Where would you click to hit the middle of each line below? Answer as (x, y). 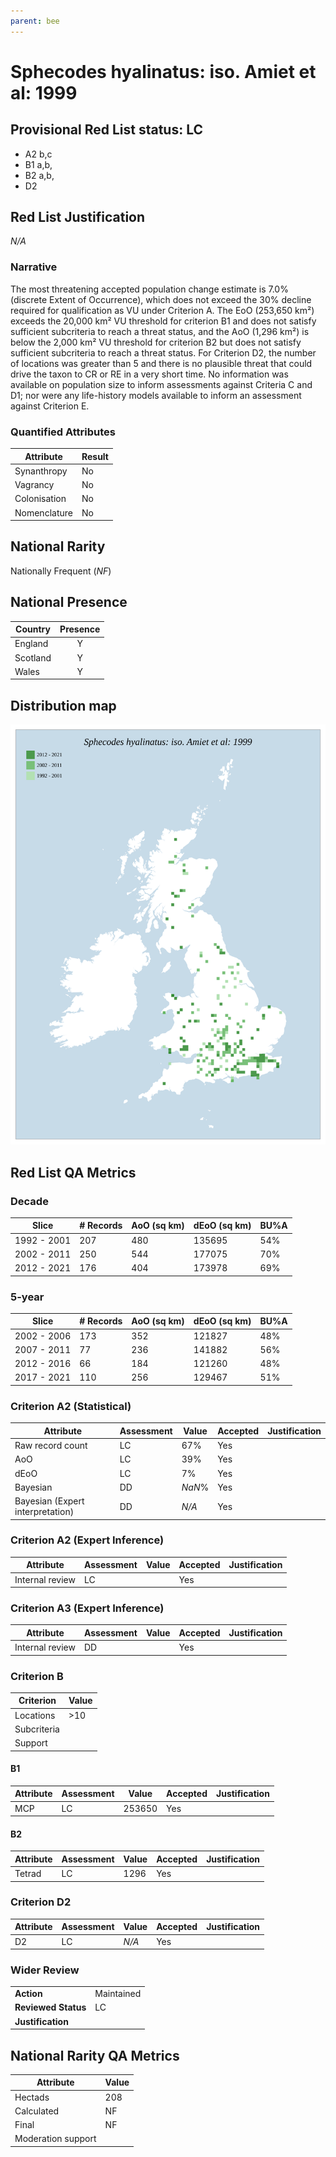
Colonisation (40, 499)
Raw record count (51, 1445)
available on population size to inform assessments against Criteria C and (161, 384)
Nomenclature (43, 512)
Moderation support (55, 2139)
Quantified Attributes (63, 432)
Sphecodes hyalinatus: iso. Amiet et (163, 71)
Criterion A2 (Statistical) (71, 1406)
